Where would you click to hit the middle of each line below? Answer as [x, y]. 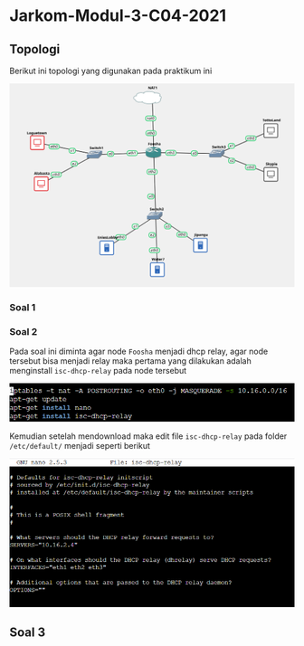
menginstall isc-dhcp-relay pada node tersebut [98, 370]
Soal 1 [23, 307]
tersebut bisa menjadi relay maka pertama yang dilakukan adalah [130, 361]
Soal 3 [28, 633]
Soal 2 [24, 331]
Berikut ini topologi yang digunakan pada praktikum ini [111, 71]
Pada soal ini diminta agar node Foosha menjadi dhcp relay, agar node [139, 351]
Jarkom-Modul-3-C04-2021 [118, 16]
